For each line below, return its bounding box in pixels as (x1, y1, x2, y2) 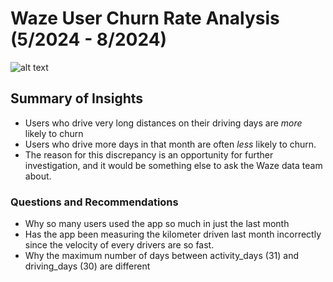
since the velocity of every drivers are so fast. (24, 239, 215, 251)
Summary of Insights (10, 90, 144, 107)
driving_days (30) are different (24, 260, 151, 272)
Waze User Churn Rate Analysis (10, 7, 280, 30)
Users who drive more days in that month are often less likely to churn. (24, 138, 317, 150)
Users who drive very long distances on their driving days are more (24, 117, 303, 129)
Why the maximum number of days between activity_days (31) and (24, 250, 299, 262)
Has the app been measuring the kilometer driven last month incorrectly (24, 228, 322, 241)
